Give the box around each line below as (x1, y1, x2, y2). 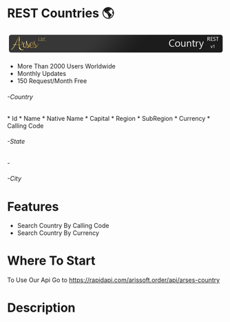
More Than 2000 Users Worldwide (17, 62, 116, 70)
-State (7, 138, 25, 146)
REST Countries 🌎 (7, 6, 115, 21)
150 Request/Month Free (17, 77, 87, 85)
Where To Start (7, 253, 96, 269)
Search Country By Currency (17, 229, 100, 237)
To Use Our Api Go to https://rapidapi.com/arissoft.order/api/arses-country (7, 276, 220, 284)
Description (7, 300, 76, 316)
